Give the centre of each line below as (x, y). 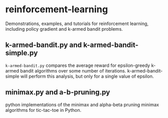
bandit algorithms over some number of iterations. (73, 70)
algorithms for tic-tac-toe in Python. (43, 110)
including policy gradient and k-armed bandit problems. (64, 29)
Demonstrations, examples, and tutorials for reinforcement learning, (77, 23)
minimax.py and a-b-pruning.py (58, 92)
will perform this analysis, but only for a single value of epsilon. (87, 76)
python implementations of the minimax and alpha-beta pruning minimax (82, 104)
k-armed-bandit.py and (44, 45)
